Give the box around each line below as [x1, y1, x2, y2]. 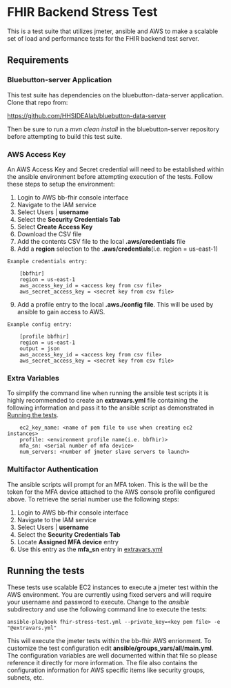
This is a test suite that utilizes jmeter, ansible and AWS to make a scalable [7, 27, 219, 35]
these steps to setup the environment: [7, 180, 115, 188]
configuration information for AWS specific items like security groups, [7, 666, 205, 674]
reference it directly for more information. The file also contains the [7, 659, 198, 667]
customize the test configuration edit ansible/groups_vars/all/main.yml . [7, 644, 214, 653]
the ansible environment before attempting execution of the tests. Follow [7, 172, 213, 180]
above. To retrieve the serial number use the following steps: [7, 495, 179, 503]
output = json [19, 345, 60, 352]
